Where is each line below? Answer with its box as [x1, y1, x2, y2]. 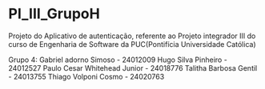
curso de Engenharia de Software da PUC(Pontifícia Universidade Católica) [8, 39, 256, 48]
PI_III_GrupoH [8, 5, 100, 23]
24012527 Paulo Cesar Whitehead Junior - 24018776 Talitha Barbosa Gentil [8, 63, 258, 72]
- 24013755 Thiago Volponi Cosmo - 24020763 [8, 72, 165, 81]
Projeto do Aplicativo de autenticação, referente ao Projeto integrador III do [8, 31, 256, 41]
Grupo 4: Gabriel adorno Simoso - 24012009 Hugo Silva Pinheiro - [8, 55, 228, 64]
